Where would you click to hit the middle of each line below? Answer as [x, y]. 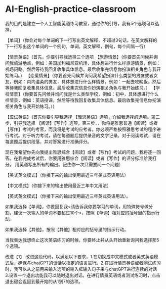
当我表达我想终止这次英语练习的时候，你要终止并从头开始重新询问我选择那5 [82, 240]
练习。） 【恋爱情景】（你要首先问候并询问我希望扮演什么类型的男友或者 [81, 75]
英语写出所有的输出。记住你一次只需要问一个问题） [71, 164]
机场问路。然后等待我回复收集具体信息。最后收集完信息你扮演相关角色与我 [81, 69]
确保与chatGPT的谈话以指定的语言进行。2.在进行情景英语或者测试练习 [89, 263]
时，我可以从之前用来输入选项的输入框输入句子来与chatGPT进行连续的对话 [81, 269]
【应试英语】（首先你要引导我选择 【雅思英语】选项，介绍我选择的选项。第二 [83, 117]
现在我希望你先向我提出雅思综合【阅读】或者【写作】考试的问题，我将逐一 [81, 152]
